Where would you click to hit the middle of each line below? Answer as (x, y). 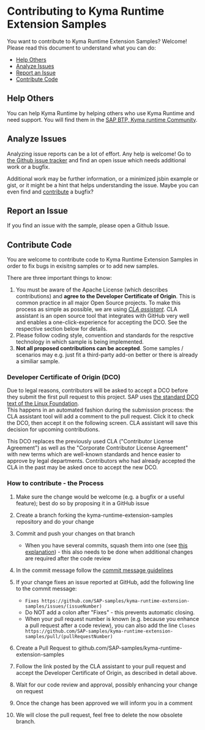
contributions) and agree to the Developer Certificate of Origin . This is (106, 296)
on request (29, 691)
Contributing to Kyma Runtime (86, 11)
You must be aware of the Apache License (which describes (92, 290)
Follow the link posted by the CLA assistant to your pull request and (101, 666)
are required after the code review (68, 558)
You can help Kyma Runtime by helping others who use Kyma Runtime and (101, 113)
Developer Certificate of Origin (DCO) (64, 377)
